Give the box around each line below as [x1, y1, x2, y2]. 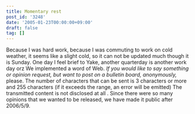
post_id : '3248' [6, 14, 46, 20]
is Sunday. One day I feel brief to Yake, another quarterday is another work [6, 59, 187, 66]
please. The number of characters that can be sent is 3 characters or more [6, 77, 187, 85]
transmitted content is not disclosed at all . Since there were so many [6, 90, 173, 97]
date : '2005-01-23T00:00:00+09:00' [6, 19, 93, 25]
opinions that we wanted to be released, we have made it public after [6, 96, 173, 103]
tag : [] [6, 30, 25, 36]
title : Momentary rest [6, 8, 62, 15]
